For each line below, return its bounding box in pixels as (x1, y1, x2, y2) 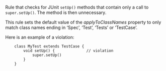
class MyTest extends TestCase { (14, 44, 85, 49)
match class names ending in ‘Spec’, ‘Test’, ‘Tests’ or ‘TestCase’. (5, 24, 138, 30)
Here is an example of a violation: (5, 34, 74, 40)
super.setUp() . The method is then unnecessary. (5, 9, 107, 15)
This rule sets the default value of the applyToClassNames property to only (5, 19, 161, 25)
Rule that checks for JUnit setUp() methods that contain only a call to (5, 4, 149, 10)
